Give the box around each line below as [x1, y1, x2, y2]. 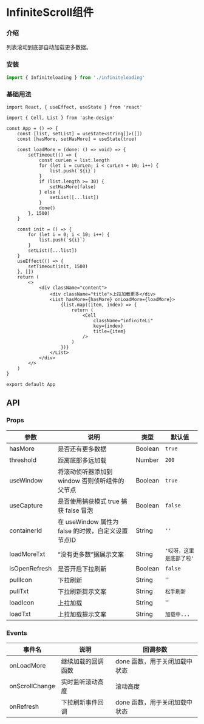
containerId [9, 526, 42, 535]
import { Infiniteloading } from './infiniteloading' [6, 74, 146, 81]
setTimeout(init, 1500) [28, 263, 88, 269]
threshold [9, 456, 36, 464]
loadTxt [9, 609, 32, 618]
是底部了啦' [165, 555, 194, 561]
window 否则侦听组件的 [57, 476, 124, 485]
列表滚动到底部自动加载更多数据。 [6, 44, 92, 51]
